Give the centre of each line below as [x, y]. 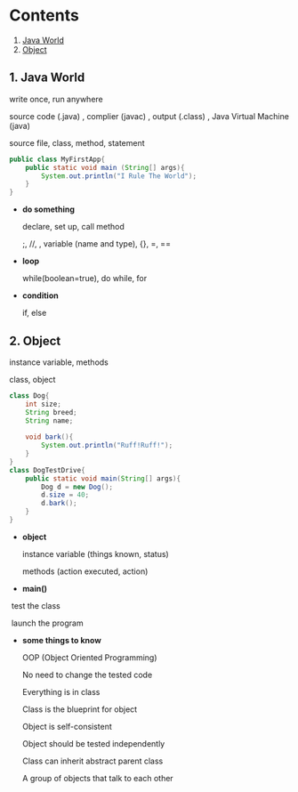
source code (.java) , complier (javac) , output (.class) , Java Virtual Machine [149, 116]
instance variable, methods [59, 362]
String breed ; [51, 412]
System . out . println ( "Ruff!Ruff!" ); [107, 446]
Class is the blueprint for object [80, 709]
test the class [36, 605]
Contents [44, 16]
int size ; [44, 404]
